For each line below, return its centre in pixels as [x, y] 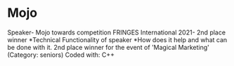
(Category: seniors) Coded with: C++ [61, 55]
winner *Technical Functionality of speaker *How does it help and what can [117, 39]
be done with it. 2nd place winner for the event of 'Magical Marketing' [108, 47]
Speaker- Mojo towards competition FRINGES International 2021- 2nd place [117, 32]
